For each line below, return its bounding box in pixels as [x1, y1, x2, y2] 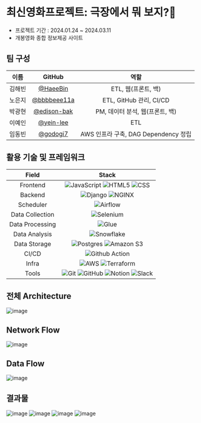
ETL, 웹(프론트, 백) [110, 84, 161, 93]
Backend [20, 191, 45, 199]
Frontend [19, 180, 46, 189]
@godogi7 [38, 129, 68, 138]
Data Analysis [13, 230, 53, 238]
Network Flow [6, 325, 60, 335]
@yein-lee [38, 118, 69, 127]
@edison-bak [33, 107, 74, 115]
